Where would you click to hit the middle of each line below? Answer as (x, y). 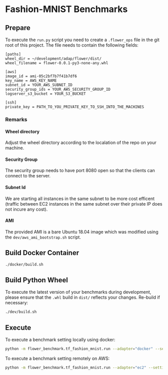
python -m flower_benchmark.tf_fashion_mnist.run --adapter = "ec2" (76, 367)
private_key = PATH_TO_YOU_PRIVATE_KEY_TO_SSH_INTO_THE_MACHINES (74, 107)
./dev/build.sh (21, 312)
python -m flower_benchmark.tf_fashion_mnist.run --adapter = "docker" (79, 349)
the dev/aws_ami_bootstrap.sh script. (43, 237)
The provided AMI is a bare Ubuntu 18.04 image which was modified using (82, 232)
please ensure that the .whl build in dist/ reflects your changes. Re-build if (82, 297)
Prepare (18, 28)
